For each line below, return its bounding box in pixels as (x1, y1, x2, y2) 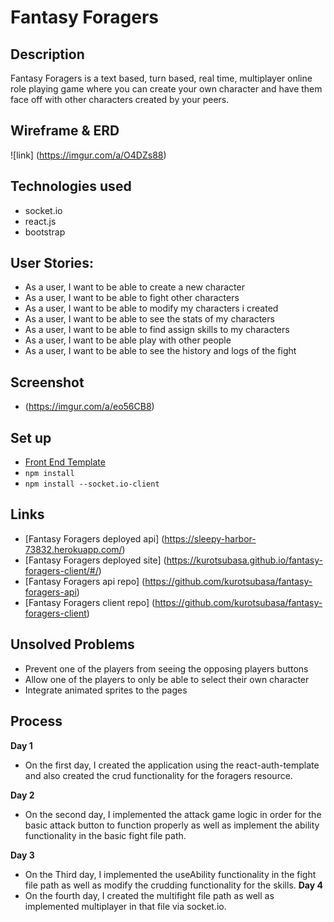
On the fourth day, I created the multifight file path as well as (24, 889, 275, 901)
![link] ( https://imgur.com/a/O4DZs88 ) (10, 149, 167, 161)
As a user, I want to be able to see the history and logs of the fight (24, 345, 297, 357)
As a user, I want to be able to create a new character (24, 281, 245, 293)
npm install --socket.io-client (24, 479, 160, 490)
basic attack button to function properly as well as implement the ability (24, 819, 320, 831)
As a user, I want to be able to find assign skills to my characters (24, 324, 290, 336)
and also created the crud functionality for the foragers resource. (24, 769, 293, 781)
